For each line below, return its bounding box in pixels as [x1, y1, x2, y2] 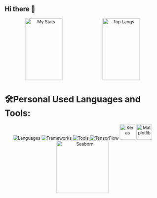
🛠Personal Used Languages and [4, 94, 141, 105]
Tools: [4, 108, 31, 119]
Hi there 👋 [4, 5, 36, 13]
